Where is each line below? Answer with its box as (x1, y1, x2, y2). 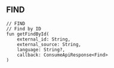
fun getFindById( (6, 31, 50, 37)
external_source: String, (17, 41, 82, 47)
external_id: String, (17, 36, 70, 42)
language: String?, (17, 47, 66, 52)
